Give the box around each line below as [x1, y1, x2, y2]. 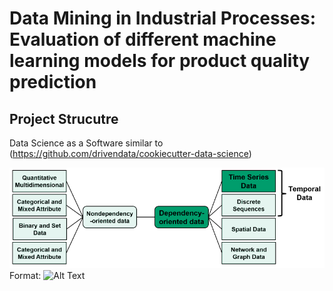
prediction [9, 71, 97, 94]
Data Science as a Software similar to [9, 137, 164, 149]
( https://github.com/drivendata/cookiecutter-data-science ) [9, 148, 252, 159]
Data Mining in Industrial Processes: [9, 7, 317, 30]
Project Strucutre [9, 110, 119, 127]
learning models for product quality [9, 50, 311, 72]
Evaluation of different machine [9, 28, 277, 51]
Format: [9, 270, 42, 282]
